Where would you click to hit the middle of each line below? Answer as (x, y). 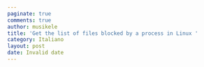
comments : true (29, 20)
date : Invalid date (36, 53)
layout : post (26, 46)
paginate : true (29, 14)
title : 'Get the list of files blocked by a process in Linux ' (103, 33)
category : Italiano (36, 40)
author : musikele (32, 27)
